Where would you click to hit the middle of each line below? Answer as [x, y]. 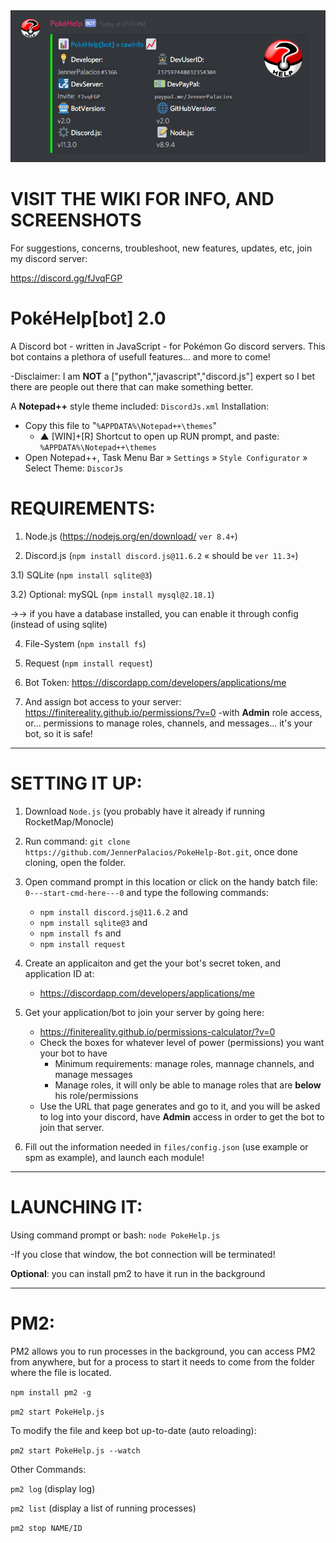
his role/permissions [96, 1095]
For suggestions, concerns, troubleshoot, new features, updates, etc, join [161, 248]
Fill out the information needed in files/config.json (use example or [166, 1146]
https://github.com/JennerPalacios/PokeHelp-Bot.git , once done [161, 851]
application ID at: [59, 973]
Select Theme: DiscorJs [74, 468]
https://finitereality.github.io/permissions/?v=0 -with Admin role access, [173, 712]
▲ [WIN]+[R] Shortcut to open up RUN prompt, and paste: [159, 436]
